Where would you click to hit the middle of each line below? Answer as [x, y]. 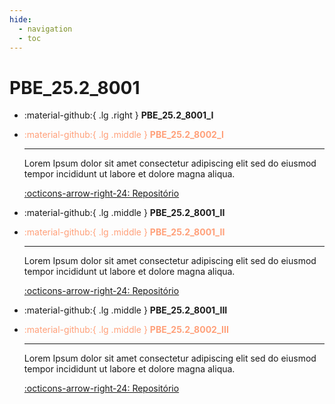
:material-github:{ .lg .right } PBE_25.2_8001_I [118, 115]
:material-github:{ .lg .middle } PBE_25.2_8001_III [125, 310]
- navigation [45, 29]
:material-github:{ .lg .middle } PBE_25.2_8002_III [126, 330]
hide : [20, 19]
